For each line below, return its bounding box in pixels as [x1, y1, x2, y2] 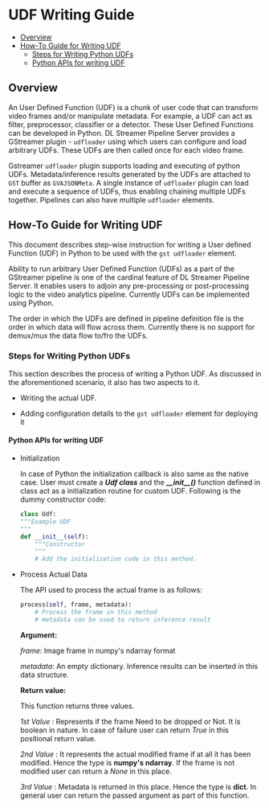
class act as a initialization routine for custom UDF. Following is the [19, 486, 241, 496]
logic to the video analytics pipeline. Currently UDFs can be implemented [8, 289, 251, 299]
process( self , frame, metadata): [19, 601, 132, 609]
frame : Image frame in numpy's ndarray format [19, 646, 176, 655]
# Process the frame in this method [35, 609, 157, 617]
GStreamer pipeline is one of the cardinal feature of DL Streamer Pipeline [8, 272, 251, 282]
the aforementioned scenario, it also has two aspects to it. [8, 377, 201, 387]
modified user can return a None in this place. [19, 766, 172, 776]
